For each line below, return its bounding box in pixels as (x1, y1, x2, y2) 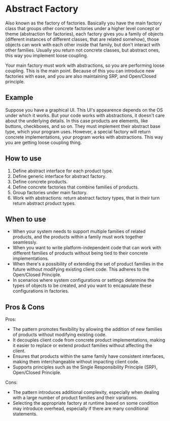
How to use (5, 154, 42, 163)
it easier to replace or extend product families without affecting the (12, 343, 152, 349)
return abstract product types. (12, 200, 76, 206)
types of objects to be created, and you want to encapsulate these (12, 282, 152, 288)
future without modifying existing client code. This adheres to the (12, 266, 150, 273)
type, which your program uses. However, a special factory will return (5, 128, 151, 135)
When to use (5, 215, 47, 223)
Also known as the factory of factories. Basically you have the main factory (5, 20, 162, 26)
